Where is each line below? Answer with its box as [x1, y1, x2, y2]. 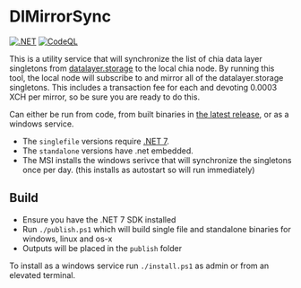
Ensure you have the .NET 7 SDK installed [21, 214, 176, 225]
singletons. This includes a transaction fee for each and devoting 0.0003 [9, 82, 278, 92]
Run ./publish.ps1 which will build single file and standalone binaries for [21, 223, 291, 234]
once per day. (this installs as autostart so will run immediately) [21, 164, 255, 175]
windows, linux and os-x [21, 233, 113, 244]
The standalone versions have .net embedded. [21, 145, 194, 156]
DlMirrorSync [9, 6, 112, 27]
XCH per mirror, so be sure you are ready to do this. [9, 92, 200, 102]
